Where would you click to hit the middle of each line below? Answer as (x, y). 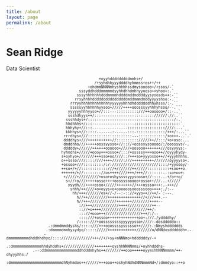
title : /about (24, 12)
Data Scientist (23, 68)
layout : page (22, 17)
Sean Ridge (35, 52)
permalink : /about (29, 23)
